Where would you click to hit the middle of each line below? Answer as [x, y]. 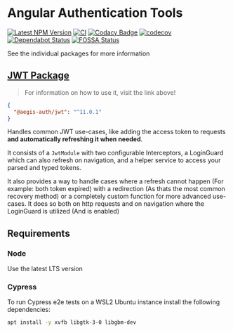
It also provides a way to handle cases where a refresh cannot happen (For [115, 181]
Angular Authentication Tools [95, 13]
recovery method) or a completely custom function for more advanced [109, 196]
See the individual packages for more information [79, 53]
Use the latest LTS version [45, 269]
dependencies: [29, 310]
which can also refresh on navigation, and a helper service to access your [114, 160]
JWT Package [39, 76]
